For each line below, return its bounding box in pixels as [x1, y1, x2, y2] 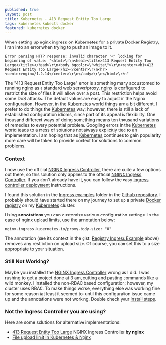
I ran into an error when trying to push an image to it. [5, 44, 113, 50]
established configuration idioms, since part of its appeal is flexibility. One [5, 112, 156, 118]
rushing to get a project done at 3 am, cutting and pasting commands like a [5, 275, 158, 281]
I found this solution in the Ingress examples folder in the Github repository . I [5, 192, 161, 198]
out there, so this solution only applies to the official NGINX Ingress [5, 172, 142, 178]
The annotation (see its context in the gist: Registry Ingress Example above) [5, 235, 159, 241]
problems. [5, 143, 26, 149]
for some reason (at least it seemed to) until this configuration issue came [5, 290, 156, 297]
